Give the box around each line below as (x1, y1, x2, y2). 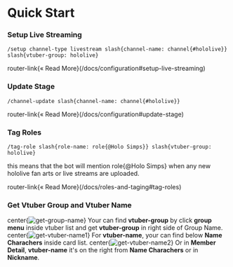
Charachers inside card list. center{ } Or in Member (7, 238, 216, 247)
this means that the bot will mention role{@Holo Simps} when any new (7, 162, 211, 170)
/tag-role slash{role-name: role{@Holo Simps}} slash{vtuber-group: (7, 144, 212, 151)
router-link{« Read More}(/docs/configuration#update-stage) (7, 110, 185, 118)
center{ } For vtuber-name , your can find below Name (7, 231, 222, 240)
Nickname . (7, 254, 40, 262)
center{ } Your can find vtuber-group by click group (7, 216, 212, 225)
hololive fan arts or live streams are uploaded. (7, 170, 140, 178)
